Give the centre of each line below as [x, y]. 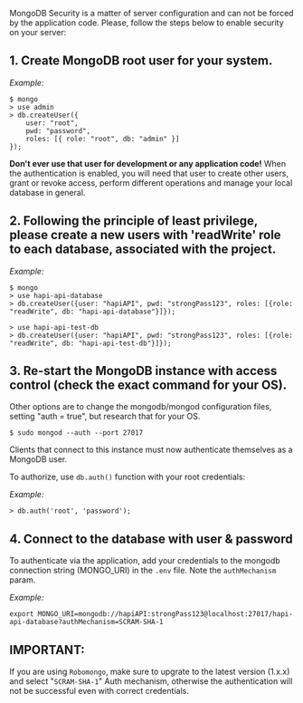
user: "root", [52, 123]
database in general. [47, 192]
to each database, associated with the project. [143, 250]
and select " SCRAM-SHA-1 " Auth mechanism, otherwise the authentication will [151, 681]
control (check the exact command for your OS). [148, 385]
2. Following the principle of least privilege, [133, 221]
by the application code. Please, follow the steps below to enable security [147, 23]
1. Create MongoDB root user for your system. [141, 61]
